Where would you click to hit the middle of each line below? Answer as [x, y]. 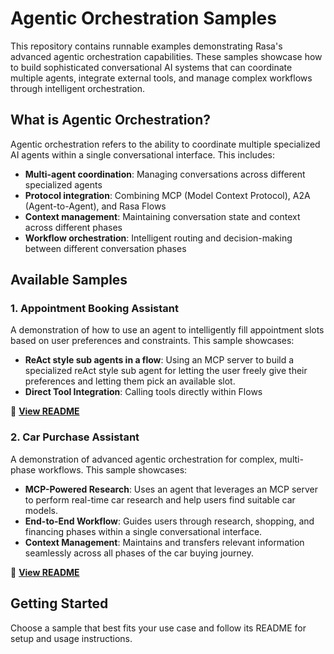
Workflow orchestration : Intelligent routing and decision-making [158, 238]
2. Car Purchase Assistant [75, 437]
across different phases [73, 227]
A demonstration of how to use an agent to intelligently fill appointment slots [167, 330]
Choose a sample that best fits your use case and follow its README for [158, 628]
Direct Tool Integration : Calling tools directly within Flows [143, 392]
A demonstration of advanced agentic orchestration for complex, [144, 459]
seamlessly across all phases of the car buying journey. [139, 553]
